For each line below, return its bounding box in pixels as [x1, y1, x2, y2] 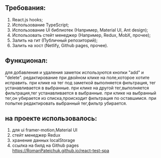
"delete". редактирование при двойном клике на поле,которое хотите [5, 75, 150, 80]
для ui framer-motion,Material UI [12, 127, 78, 133]
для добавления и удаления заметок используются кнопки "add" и [5, 69, 144, 75]
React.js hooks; [12, 16, 43, 22]
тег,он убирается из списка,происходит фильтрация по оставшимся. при [5, 95, 157, 101]
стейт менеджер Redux [12, 132, 61, 138]
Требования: [5, 4, 46, 12]
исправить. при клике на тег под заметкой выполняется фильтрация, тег [5, 79, 156, 85]
